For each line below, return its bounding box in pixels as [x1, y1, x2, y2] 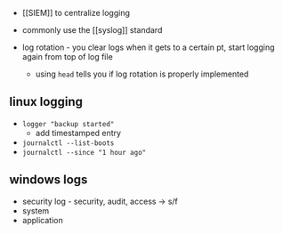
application [21, 214, 64, 225]
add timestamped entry [35, 127, 122, 138]
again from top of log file [21, 52, 113, 61]
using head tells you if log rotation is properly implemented [35, 69, 249, 79]
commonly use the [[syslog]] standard [21, 25, 163, 35]
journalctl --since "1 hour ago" [21, 148, 147, 157]
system [21, 205, 50, 216]
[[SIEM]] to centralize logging [21, 8, 131, 18]
